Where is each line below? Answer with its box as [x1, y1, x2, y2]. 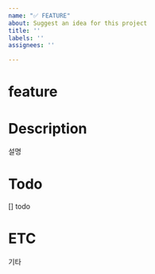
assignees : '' [8, 42, 56, 50]
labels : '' [8, 34, 45, 42]
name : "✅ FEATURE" [8, 11, 71, 20]
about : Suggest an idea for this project [8, 19, 148, 27]
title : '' [8, 26, 41, 34]
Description [8, 119, 87, 137]
